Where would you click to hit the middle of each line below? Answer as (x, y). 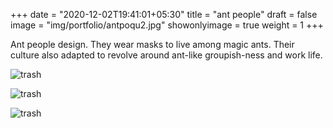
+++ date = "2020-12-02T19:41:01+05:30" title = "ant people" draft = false (164, 14)
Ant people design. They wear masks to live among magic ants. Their (152, 44)
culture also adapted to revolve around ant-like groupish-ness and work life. (166, 55)
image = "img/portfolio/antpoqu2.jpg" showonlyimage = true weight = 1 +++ (167, 25)
